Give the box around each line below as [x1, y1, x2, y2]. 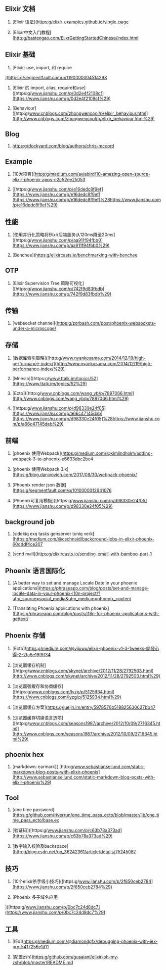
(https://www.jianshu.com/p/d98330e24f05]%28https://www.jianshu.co [12, 415, 160, 422]
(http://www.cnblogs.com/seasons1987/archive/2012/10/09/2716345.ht [12, 730, 158, 736]
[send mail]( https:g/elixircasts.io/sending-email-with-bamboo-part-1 [12, 551, 152, 557]
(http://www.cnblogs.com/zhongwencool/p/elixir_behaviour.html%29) [12, 115, 155, 121]
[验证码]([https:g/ [12, 827, 48, 833]
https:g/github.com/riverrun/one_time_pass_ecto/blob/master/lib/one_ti [14, 812, 160, 818]
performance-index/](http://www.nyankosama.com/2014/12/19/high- [12, 360, 152, 366]
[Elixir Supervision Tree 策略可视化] [12, 280, 84, 286]
